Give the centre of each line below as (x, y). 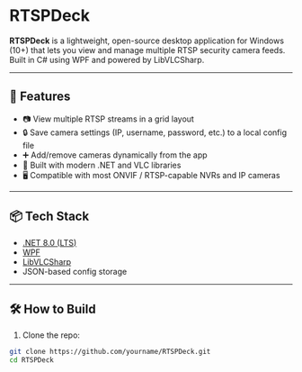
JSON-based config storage (75, 271)
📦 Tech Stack (49, 217)
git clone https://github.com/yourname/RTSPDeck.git (110, 352)
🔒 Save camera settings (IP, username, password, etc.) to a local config (155, 132)
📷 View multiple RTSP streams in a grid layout (108, 119)
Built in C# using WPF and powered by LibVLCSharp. (107, 59)
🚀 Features (40, 97)
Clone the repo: (51, 335)
